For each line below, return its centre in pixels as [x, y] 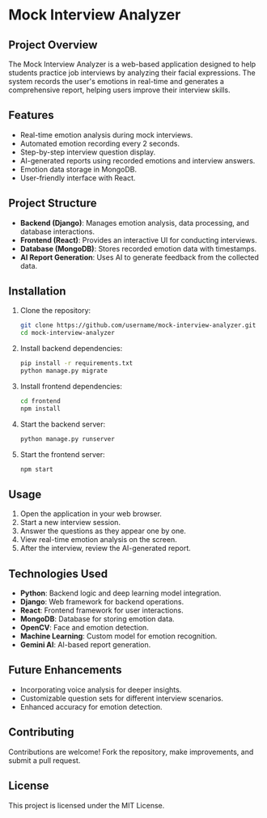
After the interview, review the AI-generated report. [106, 549]
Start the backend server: [63, 424]
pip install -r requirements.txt [76, 363]
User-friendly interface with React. [78, 178]
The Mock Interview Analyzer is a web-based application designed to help [132, 64]
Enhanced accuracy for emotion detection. [91, 706]
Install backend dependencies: [71, 349]
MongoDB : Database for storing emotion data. [97, 619]
